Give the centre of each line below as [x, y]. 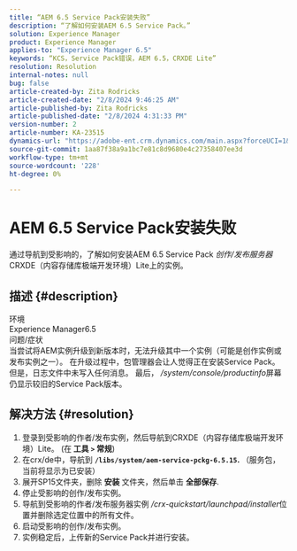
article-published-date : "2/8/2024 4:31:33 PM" [99, 116]
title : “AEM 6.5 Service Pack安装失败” [80, 17]
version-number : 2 [43, 125]
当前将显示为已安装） [61, 470]
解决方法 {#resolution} [72, 414]
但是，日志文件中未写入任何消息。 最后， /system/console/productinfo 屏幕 [145, 373]
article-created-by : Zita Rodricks [75, 91]
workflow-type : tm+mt [49, 157]
